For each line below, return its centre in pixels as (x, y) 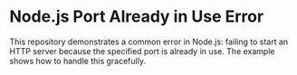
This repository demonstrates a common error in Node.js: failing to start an (149, 42)
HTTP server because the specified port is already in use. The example (142, 51)
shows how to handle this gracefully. (78, 61)
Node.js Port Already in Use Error (137, 17)
